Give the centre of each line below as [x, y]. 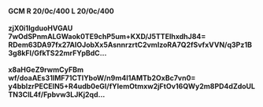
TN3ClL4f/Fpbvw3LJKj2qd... [57, 95]
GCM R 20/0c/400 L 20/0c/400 [61, 11]
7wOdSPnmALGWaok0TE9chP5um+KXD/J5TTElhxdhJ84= [107, 37]
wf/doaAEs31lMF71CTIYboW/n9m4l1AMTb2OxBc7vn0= [102, 78]
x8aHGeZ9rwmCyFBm [46, 70]
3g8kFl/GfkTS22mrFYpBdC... [57, 53]
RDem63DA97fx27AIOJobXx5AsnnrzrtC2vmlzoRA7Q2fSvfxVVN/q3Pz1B [130, 45]
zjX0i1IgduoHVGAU [41, 28]
